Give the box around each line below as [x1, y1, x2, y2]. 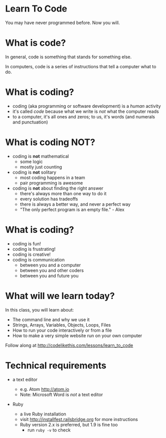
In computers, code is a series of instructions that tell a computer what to [5, 63, 156, 69]
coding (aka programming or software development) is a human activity [12, 103, 161, 109]
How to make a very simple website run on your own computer [12, 332, 142, 339]
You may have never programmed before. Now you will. [5, 20, 120, 26]
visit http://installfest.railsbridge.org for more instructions [20, 416, 138, 422]
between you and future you [20, 272, 79, 278]
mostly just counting [20, 164, 62, 170]
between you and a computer [20, 262, 81, 268]
